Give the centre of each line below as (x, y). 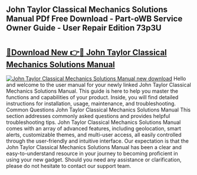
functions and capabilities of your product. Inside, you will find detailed (92, 97)
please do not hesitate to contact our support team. (69, 166)
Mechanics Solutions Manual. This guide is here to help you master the (92, 91)
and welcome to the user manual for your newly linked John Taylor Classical (99, 85)
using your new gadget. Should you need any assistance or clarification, (94, 160)
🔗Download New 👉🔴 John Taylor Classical (86, 52)
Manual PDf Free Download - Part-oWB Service (94, 19)
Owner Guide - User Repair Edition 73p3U (84, 28)
